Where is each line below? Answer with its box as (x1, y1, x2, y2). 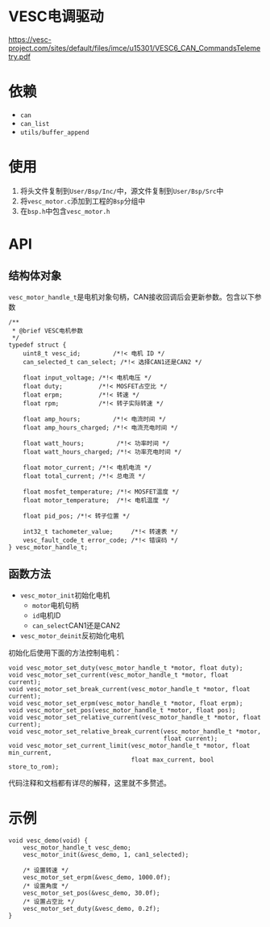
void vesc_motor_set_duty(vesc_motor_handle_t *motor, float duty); (8, 664, 243, 672)
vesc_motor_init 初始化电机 (19, 590, 110, 600)
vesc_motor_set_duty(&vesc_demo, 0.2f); (23, 904, 160, 912)
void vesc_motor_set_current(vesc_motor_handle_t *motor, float (8, 671, 229, 679)
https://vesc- (8, 34, 52, 44)
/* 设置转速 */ (23, 866, 69, 875)
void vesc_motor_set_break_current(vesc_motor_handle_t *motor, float (8, 685, 251, 693)
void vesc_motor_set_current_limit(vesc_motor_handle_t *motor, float (8, 741, 251, 749)
